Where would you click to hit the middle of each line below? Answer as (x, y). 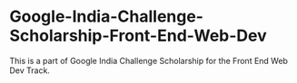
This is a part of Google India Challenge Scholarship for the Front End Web (149, 60)
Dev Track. (30, 70)
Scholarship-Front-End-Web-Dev (139, 36)
